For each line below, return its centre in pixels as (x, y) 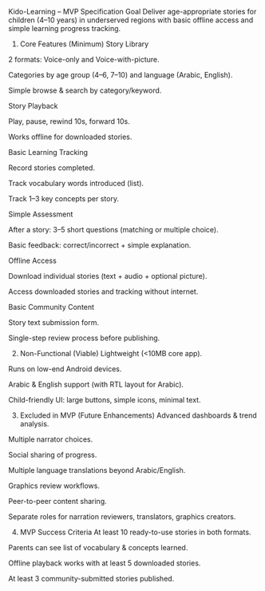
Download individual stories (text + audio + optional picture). (108, 276)
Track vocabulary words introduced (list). (76, 183)
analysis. (34, 424)
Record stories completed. (52, 168)
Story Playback (33, 106)
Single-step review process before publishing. (84, 338)
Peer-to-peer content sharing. (58, 501)
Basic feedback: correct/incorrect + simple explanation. (100, 245)
